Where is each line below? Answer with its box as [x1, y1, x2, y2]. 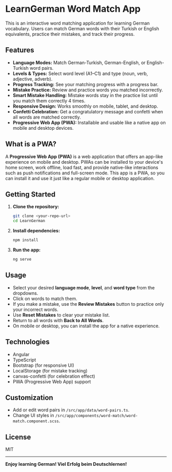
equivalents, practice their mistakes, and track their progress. [5, 31, 135, 37]
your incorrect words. [12, 306, 59, 312]
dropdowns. [12, 290, 38, 296]
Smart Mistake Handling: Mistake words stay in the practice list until [12, 92, 158, 98]
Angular [12, 351, 30, 357]
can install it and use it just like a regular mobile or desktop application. [5, 175, 155, 181]
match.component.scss [12, 419, 59, 424]
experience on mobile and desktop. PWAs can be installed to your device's [5, 159, 163, 165]
